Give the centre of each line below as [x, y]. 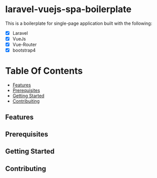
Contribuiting [26, 101]
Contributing [26, 169]
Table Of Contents [44, 71]
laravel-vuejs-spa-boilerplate [68, 9]
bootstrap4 [24, 50]
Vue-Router [24, 45]
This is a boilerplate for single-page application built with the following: [79, 23]
